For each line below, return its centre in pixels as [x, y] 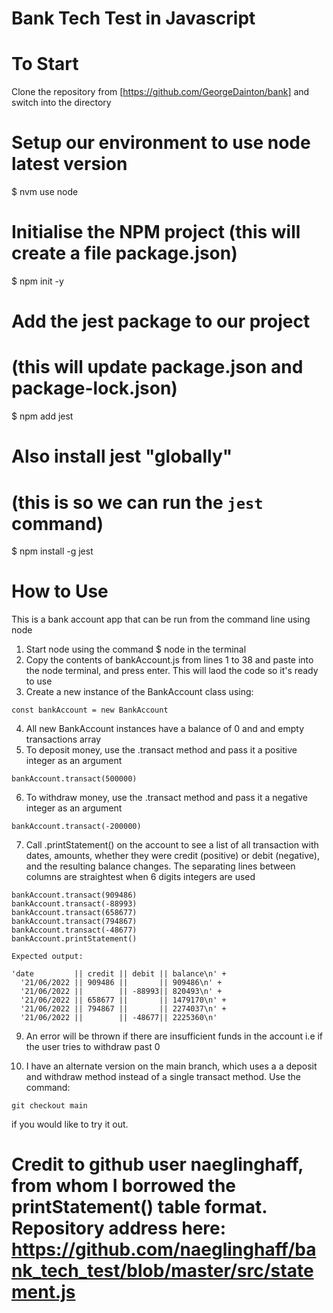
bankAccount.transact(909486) [74, 895]
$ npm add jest [42, 416]
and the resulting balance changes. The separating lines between [160, 866]
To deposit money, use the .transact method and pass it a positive [161, 750]
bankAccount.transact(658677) [74, 913]
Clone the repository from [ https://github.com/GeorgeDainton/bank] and [160, 92]
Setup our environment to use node [161, 143]
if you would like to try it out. [70, 1124]
